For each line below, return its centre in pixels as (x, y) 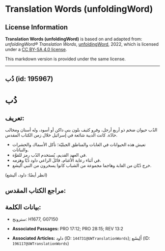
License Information (36, 27)
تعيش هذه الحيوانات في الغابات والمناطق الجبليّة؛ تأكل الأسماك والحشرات (79, 145)
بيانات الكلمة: (23, 207)
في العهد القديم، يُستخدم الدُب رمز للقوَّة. (49, 155)
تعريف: (15, 118)
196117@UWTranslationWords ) (41, 243)
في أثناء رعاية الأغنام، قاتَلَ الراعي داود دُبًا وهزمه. (56, 160)
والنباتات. (20, 150)
